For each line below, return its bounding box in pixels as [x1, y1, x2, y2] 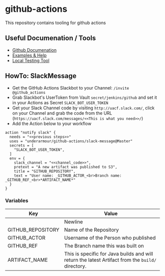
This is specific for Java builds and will [64, 250, 153, 257]
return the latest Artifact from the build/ [64, 256, 157, 263]
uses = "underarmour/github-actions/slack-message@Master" [9, 139, 133, 144]
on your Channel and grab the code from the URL [12, 110, 112, 116]
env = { [9, 156, 26, 161]
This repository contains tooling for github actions [5, 20, 106, 26]
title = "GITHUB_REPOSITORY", [14, 169, 76, 174]
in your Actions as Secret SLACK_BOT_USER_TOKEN [12, 99, 109, 105]
